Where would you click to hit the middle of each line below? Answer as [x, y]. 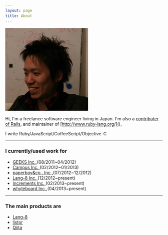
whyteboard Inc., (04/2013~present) [49, 188]
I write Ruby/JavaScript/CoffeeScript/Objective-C [56, 133]
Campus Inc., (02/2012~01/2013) [45, 167]
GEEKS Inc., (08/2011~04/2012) [44, 162]
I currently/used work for [36, 151]
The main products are [33, 206]
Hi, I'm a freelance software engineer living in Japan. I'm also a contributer [82, 118]
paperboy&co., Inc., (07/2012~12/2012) [52, 173]
